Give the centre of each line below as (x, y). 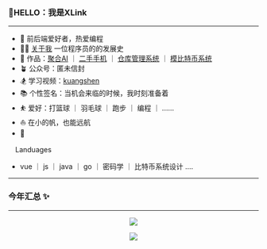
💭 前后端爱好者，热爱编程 (61, 39)
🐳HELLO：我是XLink (48, 12)
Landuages (33, 150)
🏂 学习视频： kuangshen (60, 81)
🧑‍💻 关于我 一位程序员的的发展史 (72, 48)
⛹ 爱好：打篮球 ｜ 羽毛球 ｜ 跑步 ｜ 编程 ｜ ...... (97, 108)
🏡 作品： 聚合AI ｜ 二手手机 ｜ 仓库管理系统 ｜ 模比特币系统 (116, 59)
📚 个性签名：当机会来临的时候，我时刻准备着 (94, 94)
